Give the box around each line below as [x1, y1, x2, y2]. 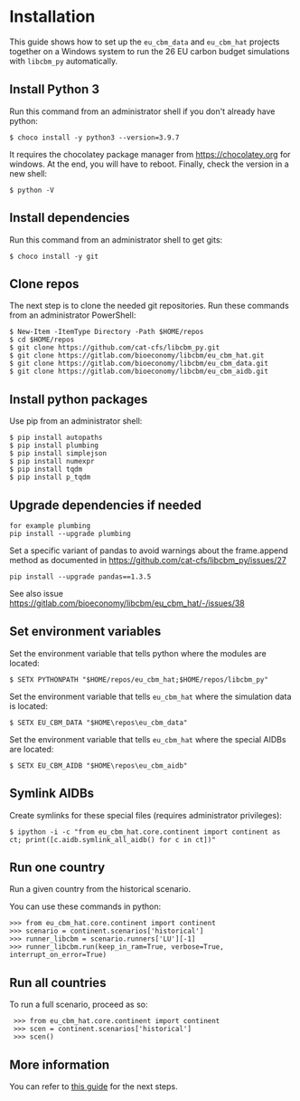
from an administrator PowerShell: [9, 310, 136, 321]
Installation [9, 6, 96, 27]
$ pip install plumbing [9, 441, 99, 450]
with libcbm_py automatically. [9, 55, 118, 66]
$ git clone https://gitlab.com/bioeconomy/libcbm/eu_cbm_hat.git [9, 351, 265, 360]
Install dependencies [9, 210, 130, 225]
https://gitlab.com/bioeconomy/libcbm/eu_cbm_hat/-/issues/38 [9, 598, 246, 608]
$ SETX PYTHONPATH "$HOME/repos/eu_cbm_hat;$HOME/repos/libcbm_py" [9, 675, 269, 685]
